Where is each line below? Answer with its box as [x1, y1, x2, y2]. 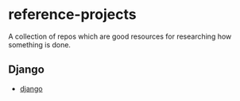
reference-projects [8, 6, 137, 24]
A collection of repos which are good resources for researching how [8, 32, 232, 41]
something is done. [8, 39, 72, 49]
